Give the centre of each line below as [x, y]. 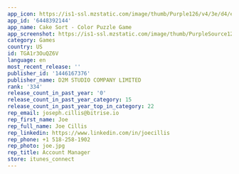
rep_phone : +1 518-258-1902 [49, 139]
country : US [25, 47]
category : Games [31, 40]
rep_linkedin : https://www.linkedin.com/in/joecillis [89, 133]
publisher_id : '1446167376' [49, 73]
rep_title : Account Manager [49, 153]
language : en [27, 60]
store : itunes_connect [41, 159]
